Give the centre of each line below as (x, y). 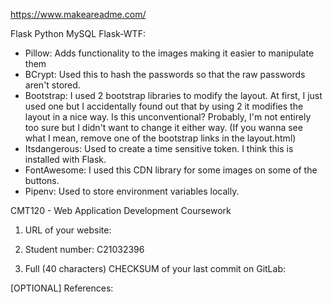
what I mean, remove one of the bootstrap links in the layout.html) (160, 138)
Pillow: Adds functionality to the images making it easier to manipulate (169, 53)
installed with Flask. (65, 159)
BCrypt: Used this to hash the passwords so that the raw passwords (165, 74)
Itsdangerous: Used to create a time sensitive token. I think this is (159, 148)
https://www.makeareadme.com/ (78, 14)
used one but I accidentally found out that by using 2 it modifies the (164, 106)
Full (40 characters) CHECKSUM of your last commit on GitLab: (155, 268)
